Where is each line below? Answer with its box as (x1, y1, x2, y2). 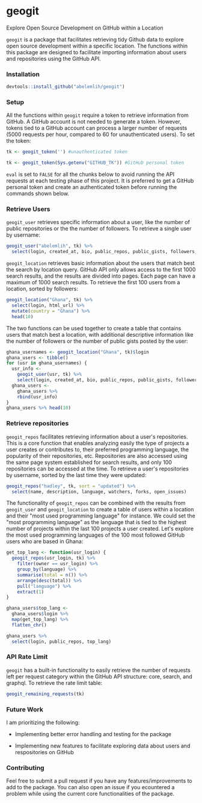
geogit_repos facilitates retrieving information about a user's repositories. (6, 433, 188, 440)
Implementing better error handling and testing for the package (14, 730, 171, 737)
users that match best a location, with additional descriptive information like (6, 331, 194, 338)
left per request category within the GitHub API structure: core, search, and (6, 673, 192, 680)
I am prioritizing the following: (6, 719, 80, 726)
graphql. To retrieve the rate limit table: (6, 679, 103, 686)
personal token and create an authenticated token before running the (6, 184, 177, 191)
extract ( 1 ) (17, 589, 44, 595)
